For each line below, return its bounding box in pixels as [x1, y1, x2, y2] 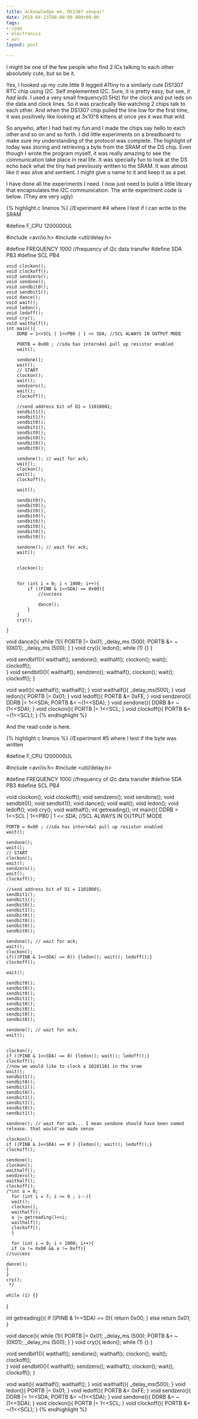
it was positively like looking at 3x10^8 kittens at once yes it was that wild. [6, 112, 186, 120]
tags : [6, 20, 20, 26]
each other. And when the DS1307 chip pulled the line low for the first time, [6, 106, 189, 114]
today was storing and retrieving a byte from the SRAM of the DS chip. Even [6, 143, 191, 151]
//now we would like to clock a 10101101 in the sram [6, 1063, 142, 1069]
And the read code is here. [6, 723, 71, 730]
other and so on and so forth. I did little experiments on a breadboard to [6, 130, 181, 137]
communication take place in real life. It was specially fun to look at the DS [6, 156, 188, 163]
